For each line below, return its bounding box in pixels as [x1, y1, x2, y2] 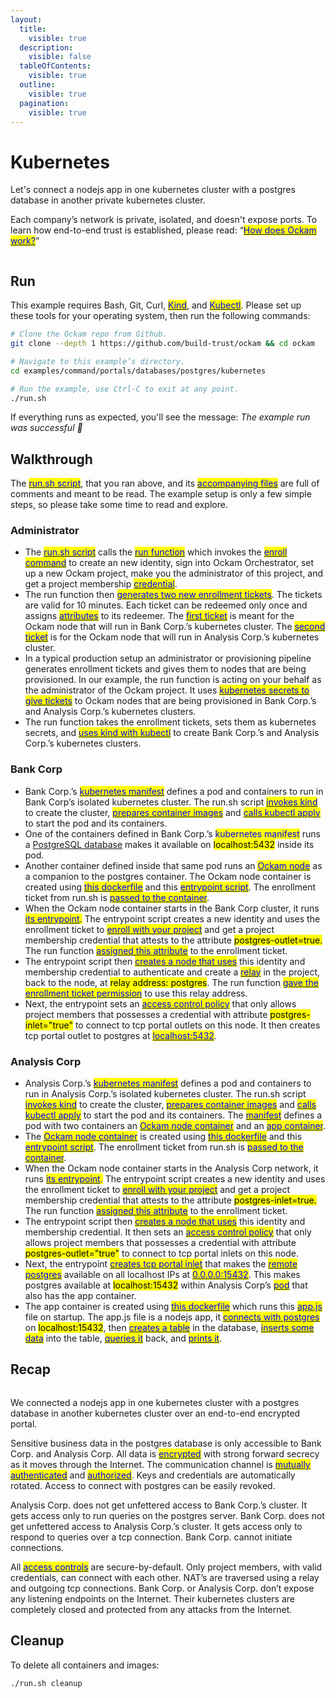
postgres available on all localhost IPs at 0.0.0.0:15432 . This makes [24, 1269, 301, 1281]
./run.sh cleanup [10, 1678, 83, 1688]
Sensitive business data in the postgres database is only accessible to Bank [10, 1437, 322, 1449]
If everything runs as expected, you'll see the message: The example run [10, 411, 311, 423]
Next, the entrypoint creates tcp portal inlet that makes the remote [24, 1258, 298, 1270]
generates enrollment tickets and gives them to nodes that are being [24, 663, 307, 675]
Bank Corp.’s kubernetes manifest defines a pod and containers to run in [24, 785, 324, 797]
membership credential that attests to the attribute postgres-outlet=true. [24, 934, 323, 946]
